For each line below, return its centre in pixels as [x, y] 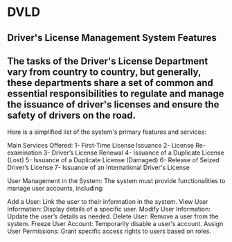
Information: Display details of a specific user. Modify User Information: [109, 209]
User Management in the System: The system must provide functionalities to [116, 181]
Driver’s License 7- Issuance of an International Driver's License [99, 168]
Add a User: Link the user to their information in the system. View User [108, 202]
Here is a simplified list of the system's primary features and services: [107, 132]
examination [25, 153]
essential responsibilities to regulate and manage [116, 93]
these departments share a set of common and [110, 83]
